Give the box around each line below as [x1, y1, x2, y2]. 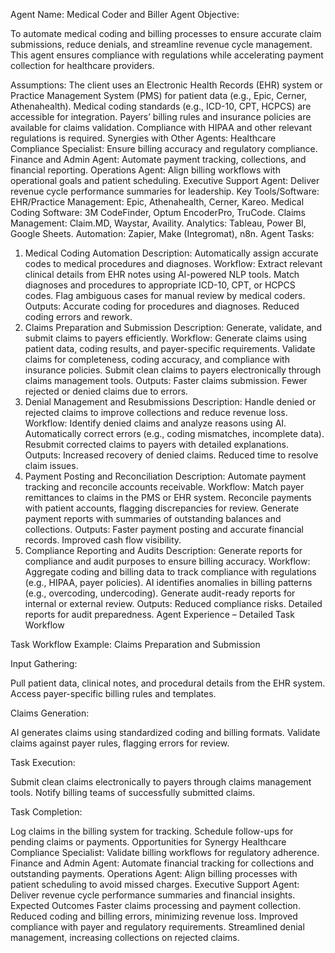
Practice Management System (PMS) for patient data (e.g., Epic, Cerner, [10, 90, 308, 101]
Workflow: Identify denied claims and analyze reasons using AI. [24, 417, 287, 429]
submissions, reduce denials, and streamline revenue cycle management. [10, 39, 313, 50]
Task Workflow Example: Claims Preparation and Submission [10, 639, 261, 650]
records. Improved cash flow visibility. [24, 534, 182, 546]
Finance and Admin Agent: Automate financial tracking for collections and [10, 857, 315, 869]
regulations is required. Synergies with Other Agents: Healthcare [10, 132, 277, 144]
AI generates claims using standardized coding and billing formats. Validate [10, 727, 321, 738]
